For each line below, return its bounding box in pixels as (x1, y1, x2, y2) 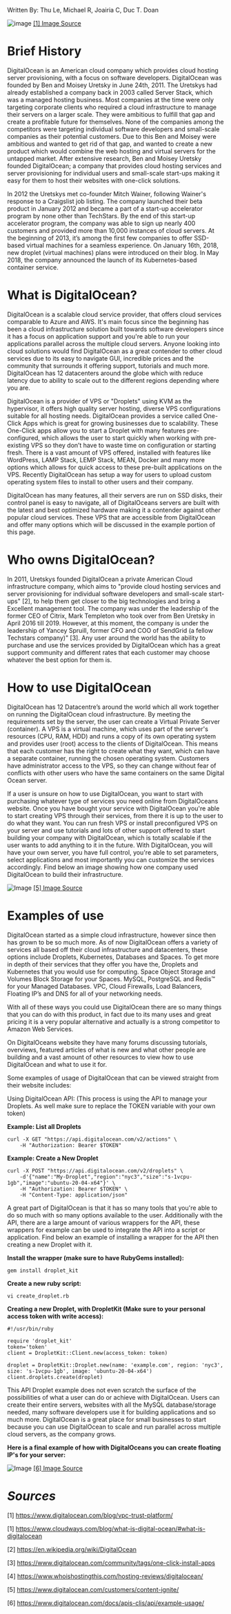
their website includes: (7, 1081, 72, 1089)
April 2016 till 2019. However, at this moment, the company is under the (7, 618, 210, 627)
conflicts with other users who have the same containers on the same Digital (7, 768, 225, 777)
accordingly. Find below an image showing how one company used (7, 863, 199, 871)
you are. (7, 383, 31, 392)
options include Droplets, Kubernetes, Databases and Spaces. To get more (7, 953, 219, 961)
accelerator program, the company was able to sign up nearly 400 (7, 219, 196, 227)
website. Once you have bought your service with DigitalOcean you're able (7, 804, 220, 813)
